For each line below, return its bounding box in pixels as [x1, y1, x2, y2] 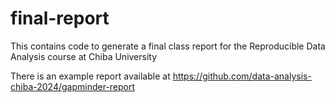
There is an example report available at [10, 70, 171, 82]
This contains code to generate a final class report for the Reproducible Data [10, 40, 326, 52]
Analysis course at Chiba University [10, 50, 158, 62]
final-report [10, 7, 110, 30]
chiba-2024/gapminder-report [10, 80, 136, 92]
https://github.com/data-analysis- [172, 70, 312, 82]
